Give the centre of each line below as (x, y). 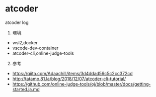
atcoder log (17, 22)
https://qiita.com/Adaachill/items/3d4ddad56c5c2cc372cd (73, 73)
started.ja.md (26, 89)
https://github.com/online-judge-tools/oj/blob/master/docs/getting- (81, 84)
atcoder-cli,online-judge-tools (43, 53)
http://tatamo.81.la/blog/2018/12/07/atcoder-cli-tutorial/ (69, 79)
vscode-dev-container (35, 48)
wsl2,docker (25, 42)
